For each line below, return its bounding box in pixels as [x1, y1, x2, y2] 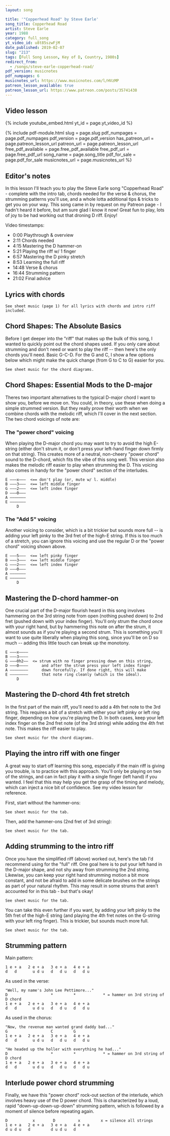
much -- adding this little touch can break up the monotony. [5, 640, 130, 646]
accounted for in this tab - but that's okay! [5, 888, 93, 894]
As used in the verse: [5, 978, 50, 984]
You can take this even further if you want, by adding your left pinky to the [5, 907, 160, 913]
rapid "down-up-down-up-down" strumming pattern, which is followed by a [5, 1103, 164, 1109]
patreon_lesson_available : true [5, 83, 74, 88]
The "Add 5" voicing [5, 516, 57, 523]
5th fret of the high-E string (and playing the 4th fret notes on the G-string [5, 912, 160, 918]
